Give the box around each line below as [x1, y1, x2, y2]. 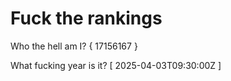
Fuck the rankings [10, 7, 163, 30]
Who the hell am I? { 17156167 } [10, 40, 138, 52]
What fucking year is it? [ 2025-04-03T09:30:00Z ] [10, 59, 222, 71]
